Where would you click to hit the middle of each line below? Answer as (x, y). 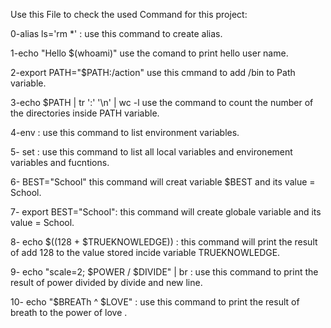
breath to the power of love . (69, 312)
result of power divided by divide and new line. (106, 282)
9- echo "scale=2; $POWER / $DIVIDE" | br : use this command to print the (164, 272)
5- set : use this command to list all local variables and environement (151, 152)
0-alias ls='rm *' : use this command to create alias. (116, 33)
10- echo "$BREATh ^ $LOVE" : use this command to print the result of (155, 302)
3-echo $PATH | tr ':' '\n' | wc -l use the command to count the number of (162, 102)
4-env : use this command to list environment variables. (125, 132)
